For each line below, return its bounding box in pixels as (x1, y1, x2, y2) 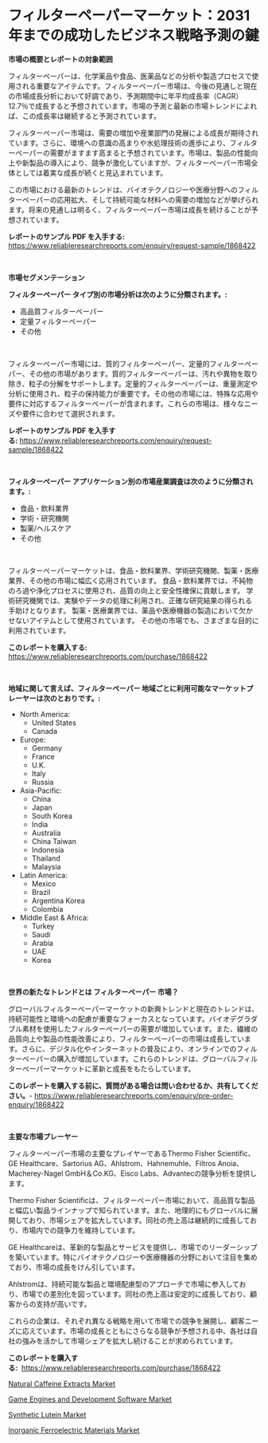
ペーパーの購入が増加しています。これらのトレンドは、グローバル (21, 1054, 237, 1063)
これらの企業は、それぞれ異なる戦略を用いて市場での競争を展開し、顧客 (8, 1316, 245, 1326)
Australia (31, 828, 61, 838)
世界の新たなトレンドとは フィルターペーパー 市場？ (8, 987, 179, 996)
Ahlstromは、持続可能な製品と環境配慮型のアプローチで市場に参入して (8, 1279, 240, 1288)
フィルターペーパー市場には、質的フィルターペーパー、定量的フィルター (8, 359, 245, 369)
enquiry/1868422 (8, 1099, 65, 1109)
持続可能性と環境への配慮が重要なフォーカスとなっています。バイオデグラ (8, 1014, 251, 1023)
